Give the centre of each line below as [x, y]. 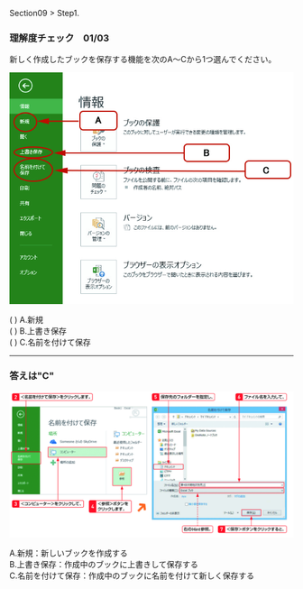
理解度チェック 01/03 [60, 38]
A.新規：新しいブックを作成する [69, 553]
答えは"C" [32, 376]
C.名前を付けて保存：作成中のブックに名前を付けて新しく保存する [132, 575]
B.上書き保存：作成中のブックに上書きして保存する [104, 564]
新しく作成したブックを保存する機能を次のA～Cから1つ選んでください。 [143, 60]
